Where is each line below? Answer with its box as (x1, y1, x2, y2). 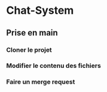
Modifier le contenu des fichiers (6, 61, 102, 70)
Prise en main (6, 28, 58, 38)
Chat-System (6, 4, 74, 17)
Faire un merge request (6, 78, 75, 86)
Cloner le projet (6, 46, 52, 54)
